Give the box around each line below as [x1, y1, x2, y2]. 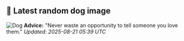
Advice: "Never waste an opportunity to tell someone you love [23, 21, 178, 29]
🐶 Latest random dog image [6, 6, 111, 16]
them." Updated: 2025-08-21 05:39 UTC [6, 28, 106, 35]
